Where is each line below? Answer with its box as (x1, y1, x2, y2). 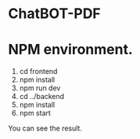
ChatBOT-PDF (8, 5, 102, 23)
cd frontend (19, 67, 58, 76)
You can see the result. (8, 123, 82, 134)
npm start (19, 108, 51, 118)
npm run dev (19, 83, 61, 93)
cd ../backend (19, 92, 65, 101)
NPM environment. (8, 41, 133, 59)
